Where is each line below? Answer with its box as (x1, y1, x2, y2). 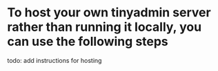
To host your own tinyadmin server (7, 5, 212, 20)
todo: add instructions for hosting (7, 56, 102, 64)
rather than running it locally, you (7, 19, 202, 35)
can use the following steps (7, 34, 169, 49)
